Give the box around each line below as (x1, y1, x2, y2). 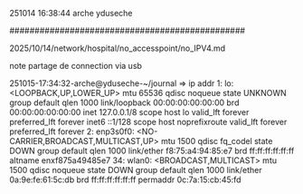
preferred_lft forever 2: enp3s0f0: (9, 126, 135, 137)
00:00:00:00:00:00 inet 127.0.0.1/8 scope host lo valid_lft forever (9, 107, 250, 117)
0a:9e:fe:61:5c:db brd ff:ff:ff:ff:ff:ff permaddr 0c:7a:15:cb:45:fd (9, 174, 241, 185)
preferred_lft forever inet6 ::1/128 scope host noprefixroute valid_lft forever (9, 117, 288, 127)
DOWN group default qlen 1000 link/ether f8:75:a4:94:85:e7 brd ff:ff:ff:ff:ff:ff (9, 145, 295, 156)
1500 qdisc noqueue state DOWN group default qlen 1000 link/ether (9, 165, 262, 175)
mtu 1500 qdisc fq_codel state (161, 136, 273, 146)
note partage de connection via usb (9, 61, 143, 71)
